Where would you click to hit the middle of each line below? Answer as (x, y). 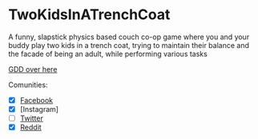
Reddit (30, 127)
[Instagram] (39, 109)
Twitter (32, 118)
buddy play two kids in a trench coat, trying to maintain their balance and (129, 45)
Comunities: (28, 85)
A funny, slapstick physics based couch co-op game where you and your (129, 37)
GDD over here (33, 69)
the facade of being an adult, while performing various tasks (108, 54)
